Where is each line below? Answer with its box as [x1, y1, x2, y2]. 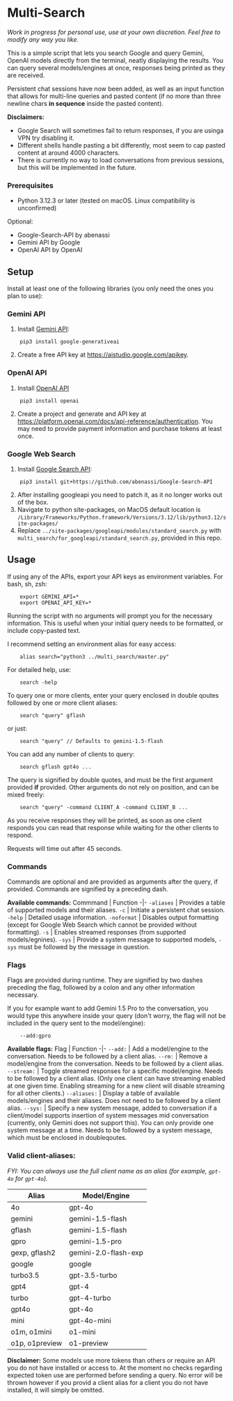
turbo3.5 [10, 1270, 40, 1280]
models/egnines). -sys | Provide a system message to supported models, [7, 935, 217, 944]
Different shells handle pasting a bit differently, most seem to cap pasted [17, 141, 226, 149]
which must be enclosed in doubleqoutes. [7, 1134, 127, 1142]
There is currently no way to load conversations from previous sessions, [17, 155, 225, 164]
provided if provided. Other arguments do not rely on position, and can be [7, 783, 219, 791]
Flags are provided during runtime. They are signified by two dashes [7, 976, 203, 985]
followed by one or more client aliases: [7, 698, 118, 707]
